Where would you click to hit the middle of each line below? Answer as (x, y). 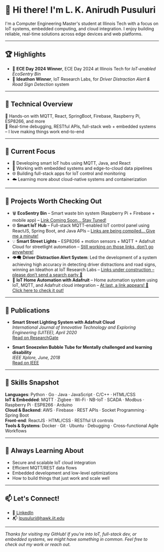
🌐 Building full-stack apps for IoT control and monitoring (69, 173)
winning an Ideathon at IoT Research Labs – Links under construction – (83, 270)
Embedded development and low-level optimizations (65, 473)
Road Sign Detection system (41, 84)
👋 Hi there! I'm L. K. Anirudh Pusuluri (81, 10)
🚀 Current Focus (30, 151)
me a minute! (25, 236)
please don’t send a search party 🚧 (47, 275)
